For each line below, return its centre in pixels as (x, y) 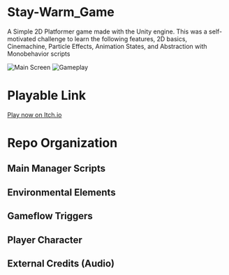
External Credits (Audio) (61, 263)
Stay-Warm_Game (61, 12)
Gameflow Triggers (50, 216)
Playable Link (46, 96)
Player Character (45, 240)
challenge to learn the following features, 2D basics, (112, 38)
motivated (22, 38)
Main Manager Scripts (57, 169)
